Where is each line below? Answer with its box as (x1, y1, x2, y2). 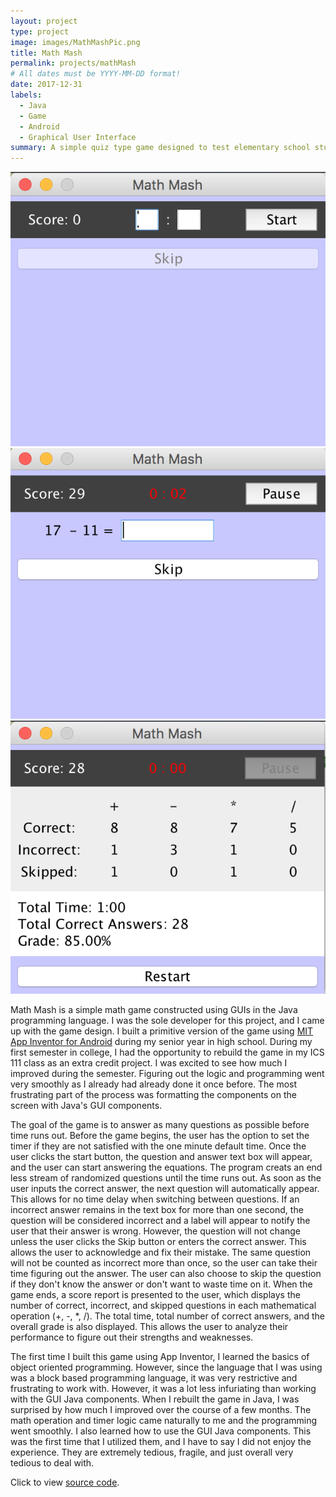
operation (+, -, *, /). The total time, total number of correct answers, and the (10, 1310, 325, 1322)
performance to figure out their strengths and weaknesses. (10, 1331, 254, 1344)
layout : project (10, 16, 78, 26)
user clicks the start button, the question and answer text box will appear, (10, 1151, 313, 1163)
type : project (10, 26, 70, 37)
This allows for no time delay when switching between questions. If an (10, 1193, 300, 1205)
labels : (10, 90, 43, 100)
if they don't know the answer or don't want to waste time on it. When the (10, 1278, 313, 1290)
